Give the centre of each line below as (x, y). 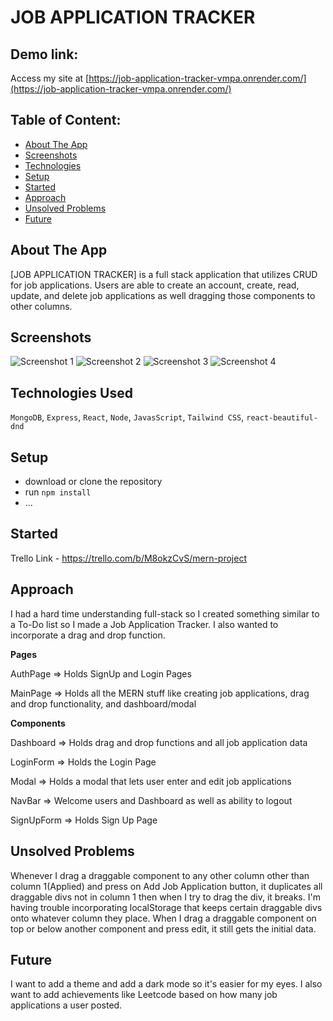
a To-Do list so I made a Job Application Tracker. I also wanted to (144, 624)
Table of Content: (66, 120)
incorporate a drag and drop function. (88, 635)
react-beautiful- (282, 418)
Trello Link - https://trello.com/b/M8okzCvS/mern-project (128, 558)
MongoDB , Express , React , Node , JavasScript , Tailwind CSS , (127, 417)
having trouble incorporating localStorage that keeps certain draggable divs (166, 907)
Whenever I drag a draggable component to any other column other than (160, 875)
